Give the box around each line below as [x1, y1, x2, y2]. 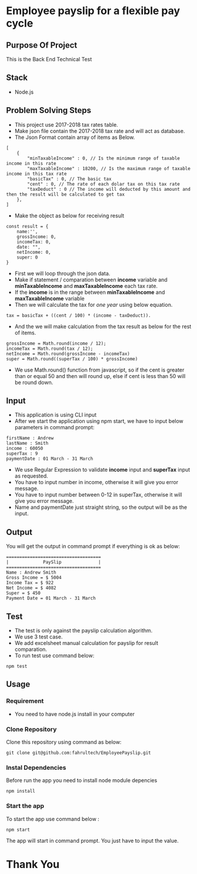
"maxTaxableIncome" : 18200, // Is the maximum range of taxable [27, 165, 191, 171]
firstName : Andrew [6, 435, 54, 441]
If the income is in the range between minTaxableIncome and [14, 289, 165, 296]
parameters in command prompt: [14, 424, 95, 431]
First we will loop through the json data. [14, 270, 111, 277]
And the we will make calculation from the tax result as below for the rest [14, 323, 192, 330]
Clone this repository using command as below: [6, 739, 122, 746]
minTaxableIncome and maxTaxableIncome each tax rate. [14, 282, 158, 289]
